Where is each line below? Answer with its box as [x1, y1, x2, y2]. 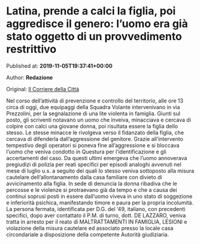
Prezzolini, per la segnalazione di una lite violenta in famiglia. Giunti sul [6, 110, 181, 117]
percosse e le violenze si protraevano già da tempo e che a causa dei [6, 186, 178, 193]
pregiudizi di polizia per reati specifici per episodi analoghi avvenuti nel [6, 161, 181, 168]
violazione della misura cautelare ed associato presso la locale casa [6, 224, 174, 231]
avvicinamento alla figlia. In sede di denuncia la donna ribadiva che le [6, 180, 178, 187]
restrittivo [6, 43, 57, 56]
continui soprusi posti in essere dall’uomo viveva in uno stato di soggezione [6, 192, 193, 200]
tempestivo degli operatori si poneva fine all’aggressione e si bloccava [6, 141, 180, 149]
